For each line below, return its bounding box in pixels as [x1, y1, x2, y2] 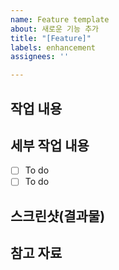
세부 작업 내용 [10, 137, 90, 154]
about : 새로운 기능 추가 [10, 24, 100, 34]
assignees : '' [10, 52, 70, 62]
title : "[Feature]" [10, 33, 92, 43]
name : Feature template [10, 14, 110, 25]
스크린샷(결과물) [10, 207, 106, 225]
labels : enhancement [10, 42, 97, 53]
